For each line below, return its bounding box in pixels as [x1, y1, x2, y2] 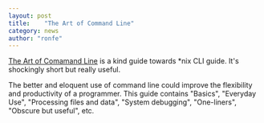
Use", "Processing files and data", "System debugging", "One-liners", [8, 97, 237, 107]
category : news [8, 27, 59, 35]
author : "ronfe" [8, 34, 63, 43]
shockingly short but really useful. [8, 65, 121, 75]
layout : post [8, 11, 52, 20]
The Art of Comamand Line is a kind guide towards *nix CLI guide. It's [8, 56, 239, 66]
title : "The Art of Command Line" [8, 19, 135, 27]
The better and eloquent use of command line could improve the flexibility [8, 80, 253, 90]
